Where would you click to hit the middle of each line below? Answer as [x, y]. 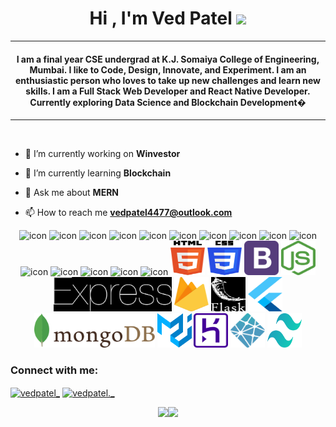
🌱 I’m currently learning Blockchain [98, 173]
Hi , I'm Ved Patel [161, 18]
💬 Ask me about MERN [72, 193]
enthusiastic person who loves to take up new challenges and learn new [168, 80]
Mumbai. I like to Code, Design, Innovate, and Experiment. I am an [168, 69]
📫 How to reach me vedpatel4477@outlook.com [128, 213]
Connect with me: [54, 370]
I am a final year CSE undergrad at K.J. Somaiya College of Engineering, [168, 59]
